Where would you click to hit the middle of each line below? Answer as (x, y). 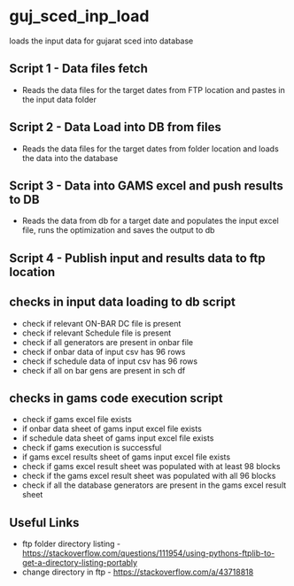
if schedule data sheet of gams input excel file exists (118, 438)
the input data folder (59, 99)
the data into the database (70, 158)
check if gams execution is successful (92, 448)
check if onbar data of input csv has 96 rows (104, 351)
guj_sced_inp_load (79, 16)
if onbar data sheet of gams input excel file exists (112, 429)
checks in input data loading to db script (123, 302)
